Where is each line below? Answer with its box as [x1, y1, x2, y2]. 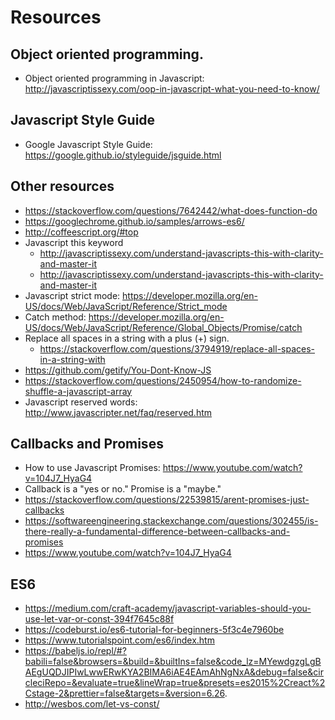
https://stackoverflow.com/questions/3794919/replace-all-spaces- [39, 342, 316, 355]
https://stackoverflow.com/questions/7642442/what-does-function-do [24, 204, 318, 216]
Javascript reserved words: [24, 396, 138, 408]
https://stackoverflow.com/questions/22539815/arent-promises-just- [24, 494, 310, 506]
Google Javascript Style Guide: [24, 138, 153, 150]
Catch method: [24, 311, 87, 323]
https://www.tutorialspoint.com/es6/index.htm [24, 634, 215, 646]
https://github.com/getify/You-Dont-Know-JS [24, 364, 212, 376]
